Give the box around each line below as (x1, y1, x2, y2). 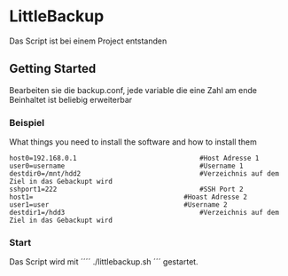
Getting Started (9, 61, 97, 76)
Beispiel (9, 116, 45, 129)
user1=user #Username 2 (9, 201, 228, 209)
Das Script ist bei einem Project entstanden (9, 35, 167, 46)
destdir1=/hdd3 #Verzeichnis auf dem (9, 209, 279, 217)
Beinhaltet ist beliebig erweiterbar (9, 94, 133, 105)
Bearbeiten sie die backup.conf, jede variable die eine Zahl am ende (9, 84, 257, 95)
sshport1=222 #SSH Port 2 (9, 185, 244, 194)
